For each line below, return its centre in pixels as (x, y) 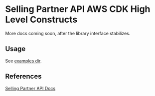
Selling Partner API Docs (30, 88)
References (23, 76)
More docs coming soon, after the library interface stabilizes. (68, 33)
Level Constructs (41, 20)
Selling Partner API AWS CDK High (78, 9)
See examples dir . (23, 61)
